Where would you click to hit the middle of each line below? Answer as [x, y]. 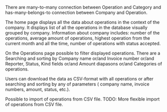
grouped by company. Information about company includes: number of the [82, 33]
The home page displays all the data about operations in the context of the [82, 22]
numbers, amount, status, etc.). [38, 89]
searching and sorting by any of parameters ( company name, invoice [77, 84]
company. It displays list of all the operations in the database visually [76, 27]
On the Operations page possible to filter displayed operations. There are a [83, 53]
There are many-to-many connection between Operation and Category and [83, 7]
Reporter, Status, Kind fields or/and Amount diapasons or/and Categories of [84, 64]
